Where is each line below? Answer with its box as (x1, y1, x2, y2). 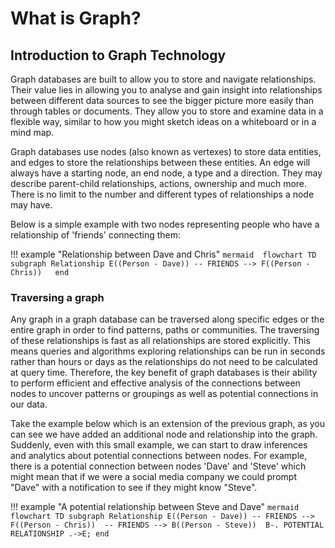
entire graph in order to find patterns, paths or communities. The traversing (10, 324, 320, 336)
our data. (10, 398, 48, 411)
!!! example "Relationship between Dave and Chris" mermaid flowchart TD (10, 248, 317, 260)
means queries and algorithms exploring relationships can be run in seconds (10, 345, 326, 357)
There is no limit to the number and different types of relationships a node (10, 188, 315, 200)
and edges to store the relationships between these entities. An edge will (10, 157, 311, 168)
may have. (10, 199, 53, 211)
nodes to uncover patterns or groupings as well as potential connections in (10, 388, 319, 400)
